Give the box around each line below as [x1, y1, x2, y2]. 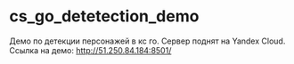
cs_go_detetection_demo [9, 6, 200, 27]
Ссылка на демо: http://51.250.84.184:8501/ [9, 44, 172, 55]
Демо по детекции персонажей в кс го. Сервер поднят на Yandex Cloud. [9, 36, 286, 46]
